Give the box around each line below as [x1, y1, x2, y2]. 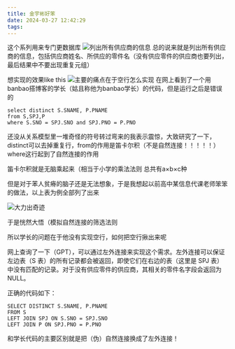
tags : [7, 23, 23, 30]
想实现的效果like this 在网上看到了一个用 [7, 76, 211, 84]
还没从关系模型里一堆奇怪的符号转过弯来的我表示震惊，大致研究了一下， [7, 132, 215, 141]
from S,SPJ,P [7, 113, 45, 120]
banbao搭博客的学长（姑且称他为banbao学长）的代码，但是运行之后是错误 [7, 85, 222, 93]
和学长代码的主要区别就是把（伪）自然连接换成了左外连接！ [7, 334, 179, 343]
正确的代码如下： [7, 289, 57, 297]
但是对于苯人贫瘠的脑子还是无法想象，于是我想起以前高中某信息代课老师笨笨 [7, 180, 228, 188]
